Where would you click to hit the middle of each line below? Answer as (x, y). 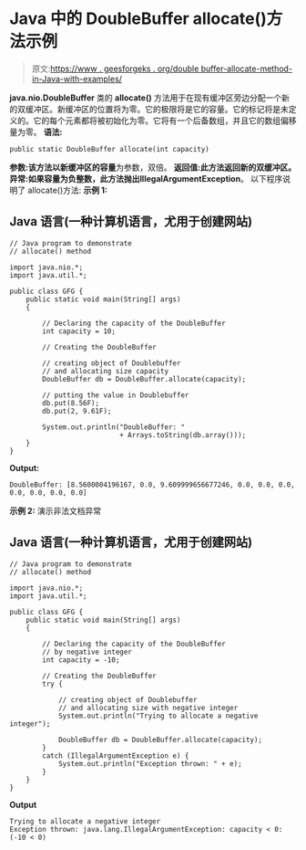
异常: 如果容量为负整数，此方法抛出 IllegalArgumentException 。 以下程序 (146, 178)
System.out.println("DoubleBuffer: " (113, 427)
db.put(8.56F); (71, 403)
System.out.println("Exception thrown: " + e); (150, 763)
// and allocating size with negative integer (148, 708)
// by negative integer (87, 652)
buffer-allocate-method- (247, 68)
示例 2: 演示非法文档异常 (56, 510)
